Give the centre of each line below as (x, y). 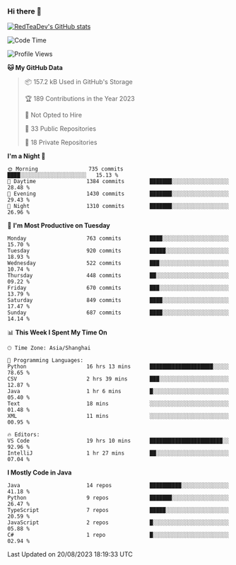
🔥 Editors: (24, 435)
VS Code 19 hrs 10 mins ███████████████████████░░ (118, 441)
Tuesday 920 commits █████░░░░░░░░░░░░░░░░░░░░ (118, 251)
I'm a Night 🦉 (26, 156)
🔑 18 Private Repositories (61, 142)
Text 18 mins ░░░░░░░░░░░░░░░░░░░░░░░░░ (118, 404)
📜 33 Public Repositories (60, 129)
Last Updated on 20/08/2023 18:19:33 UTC (70, 554)
